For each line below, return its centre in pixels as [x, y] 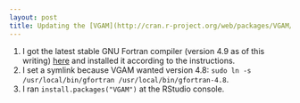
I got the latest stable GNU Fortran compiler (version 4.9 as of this [143, 51]
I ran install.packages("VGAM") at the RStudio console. [123, 89]
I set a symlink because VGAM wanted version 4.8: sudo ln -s [137, 70]
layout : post [33, 17]
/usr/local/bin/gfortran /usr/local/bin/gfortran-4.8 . [125, 79]
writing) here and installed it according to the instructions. [129, 60]
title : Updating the [48, 26]
